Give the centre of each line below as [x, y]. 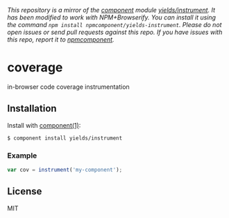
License [25, 191]
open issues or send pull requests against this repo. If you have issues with [115, 32]
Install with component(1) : [44, 125]
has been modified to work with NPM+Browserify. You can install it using [112, 17]
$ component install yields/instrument [65, 138]
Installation [32, 109]
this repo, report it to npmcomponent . [61, 40]
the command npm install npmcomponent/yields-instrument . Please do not [114, 25]
